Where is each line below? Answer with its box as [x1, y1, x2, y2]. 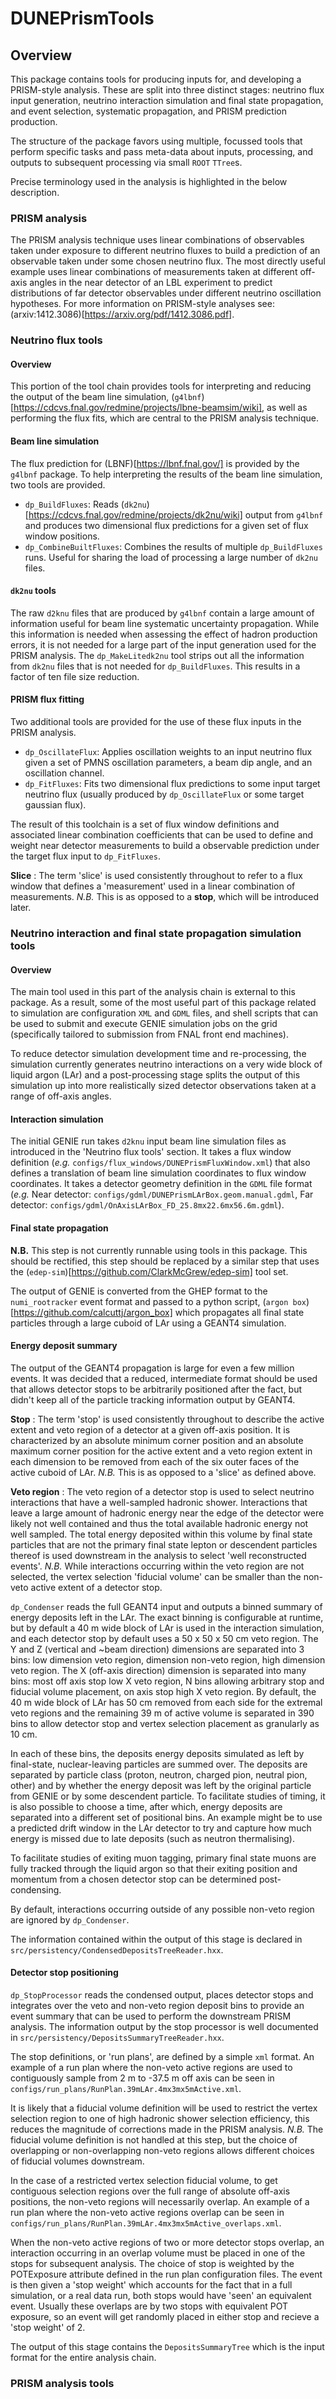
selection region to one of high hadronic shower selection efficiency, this [10, 2112, 310, 2124]
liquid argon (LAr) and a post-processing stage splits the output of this [10, 1069, 301, 1081]
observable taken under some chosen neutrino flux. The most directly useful [10, 255, 326, 267]
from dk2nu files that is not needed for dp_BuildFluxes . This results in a [10, 660, 301, 672]
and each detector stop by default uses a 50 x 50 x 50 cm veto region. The [10, 1632, 319, 1644]
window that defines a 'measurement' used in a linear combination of [10, 880, 296, 892]
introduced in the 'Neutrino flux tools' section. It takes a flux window [10, 1146, 292, 1158]
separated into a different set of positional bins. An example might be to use [10, 1811, 323, 1823]
